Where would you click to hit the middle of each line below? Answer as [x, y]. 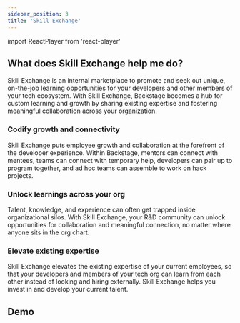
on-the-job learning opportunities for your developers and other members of [120, 88]
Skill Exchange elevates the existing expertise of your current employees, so [120, 267]
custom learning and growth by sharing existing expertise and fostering [112, 104]
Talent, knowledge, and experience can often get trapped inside [101, 209]
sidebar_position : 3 [38, 14]
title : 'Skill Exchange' [44, 21]
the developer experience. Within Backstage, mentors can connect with [113, 153]
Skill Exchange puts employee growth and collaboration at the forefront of [116, 145]
